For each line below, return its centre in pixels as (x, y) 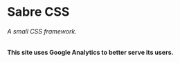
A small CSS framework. (42, 31)
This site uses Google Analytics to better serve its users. (90, 53)
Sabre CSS (38, 12)
